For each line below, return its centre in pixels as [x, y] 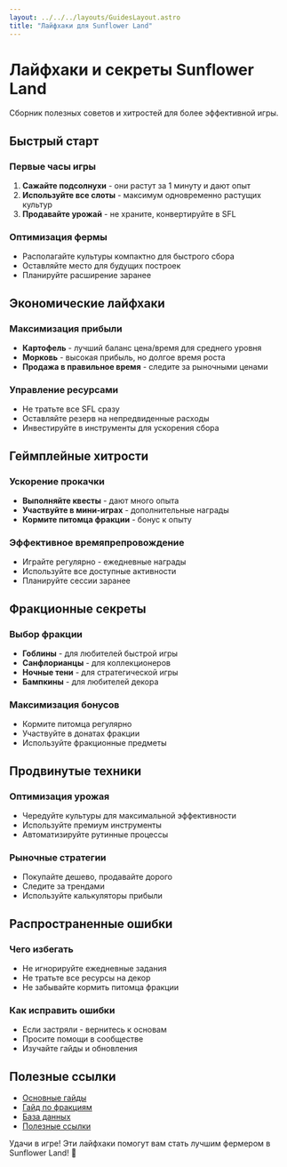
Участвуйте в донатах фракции [81, 733]
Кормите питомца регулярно [77, 724]
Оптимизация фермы [59, 237]
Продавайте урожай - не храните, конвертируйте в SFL [129, 214]
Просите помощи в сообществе [83, 1039]
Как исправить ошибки [62, 1010]
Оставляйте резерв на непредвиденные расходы [116, 419]
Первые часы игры [52, 166]
